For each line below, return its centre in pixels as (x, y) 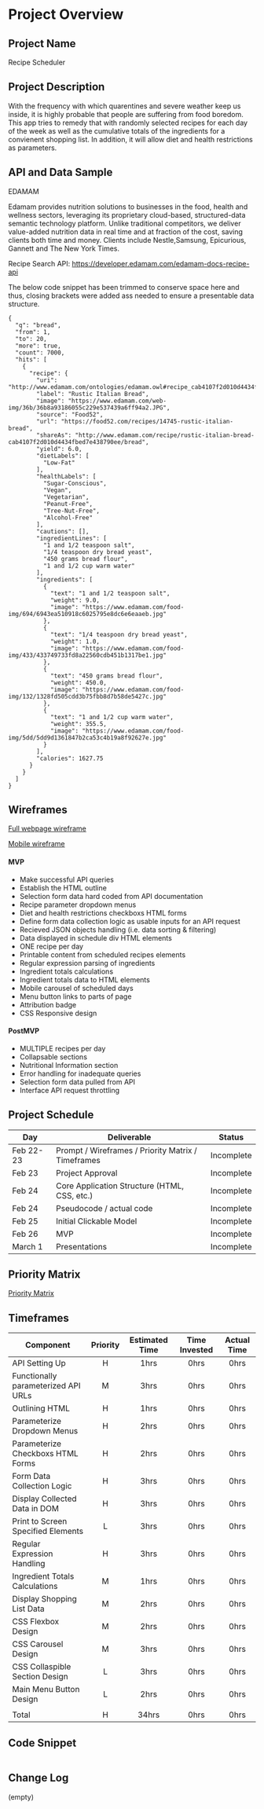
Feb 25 (25, 1221)
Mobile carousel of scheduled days (76, 988)
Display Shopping (44, 1599)
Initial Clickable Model (97, 1221)
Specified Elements (48, 1532)
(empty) (21, 1796)
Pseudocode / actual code (104, 1208)
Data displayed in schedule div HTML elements (96, 938)
